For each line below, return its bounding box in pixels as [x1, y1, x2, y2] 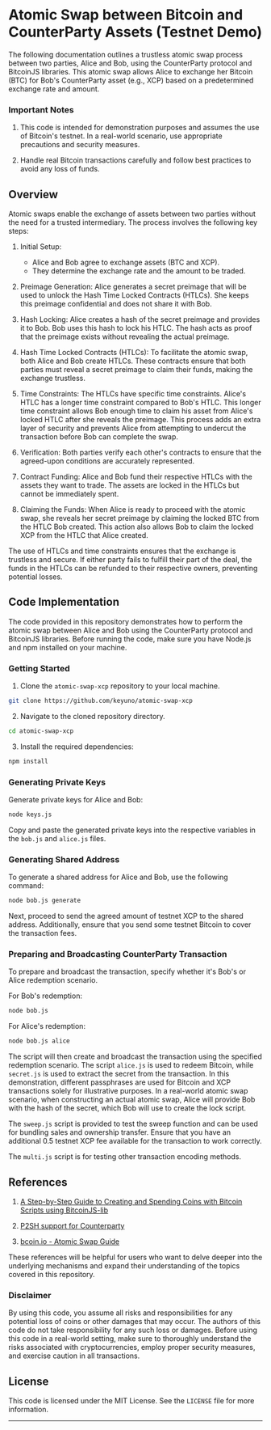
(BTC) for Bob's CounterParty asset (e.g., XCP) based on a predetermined [8, 75, 254, 85]
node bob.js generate [8, 896, 81, 905]
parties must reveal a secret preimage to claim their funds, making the [19, 365, 253, 374]
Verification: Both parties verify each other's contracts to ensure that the [19, 447, 262, 458]
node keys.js [8, 810, 52, 819]
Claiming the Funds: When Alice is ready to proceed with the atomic [19, 505, 246, 514]
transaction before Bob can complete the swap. [19, 432, 179, 442]
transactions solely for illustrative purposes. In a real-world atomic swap [8, 1086, 248, 1096]
